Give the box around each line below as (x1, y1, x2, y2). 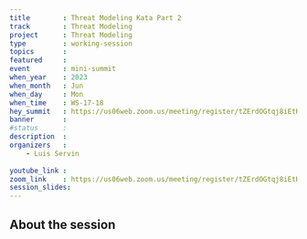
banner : (9, 115, 68, 124)
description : (9, 132, 68, 141)
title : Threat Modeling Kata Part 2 (9, 13, 182, 23)
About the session (9, 216, 116, 233)
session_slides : (9, 183, 71, 192)
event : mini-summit (9, 65, 117, 74)
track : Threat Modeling (9, 22, 132, 31)
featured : (9, 56, 68, 65)
